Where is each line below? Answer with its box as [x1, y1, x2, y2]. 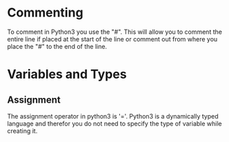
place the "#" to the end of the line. [7, 42, 108, 50]
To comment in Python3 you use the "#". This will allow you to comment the [7, 28, 223, 36]
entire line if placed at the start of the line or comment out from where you [7, 34, 218, 43]
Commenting [7, 5, 84, 21]
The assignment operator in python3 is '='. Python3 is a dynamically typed [7, 112, 219, 120]
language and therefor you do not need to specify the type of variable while [7, 119, 222, 128]
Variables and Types [7, 67, 127, 82]
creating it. [7, 126, 38, 135]
